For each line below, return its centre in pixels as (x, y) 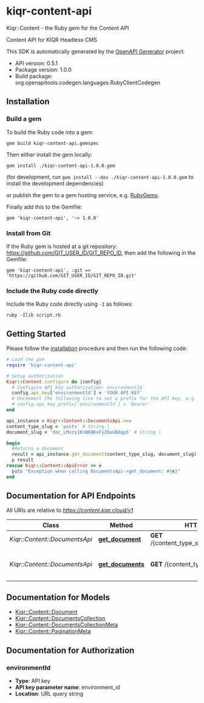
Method (121, 525)
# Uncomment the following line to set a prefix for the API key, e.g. (104, 399)
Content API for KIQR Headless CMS (52, 39)
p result (23, 460)
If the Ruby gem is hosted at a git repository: (62, 246)
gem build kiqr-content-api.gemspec (53, 143)
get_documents (121, 564)
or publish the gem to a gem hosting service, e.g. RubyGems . (83, 195)
